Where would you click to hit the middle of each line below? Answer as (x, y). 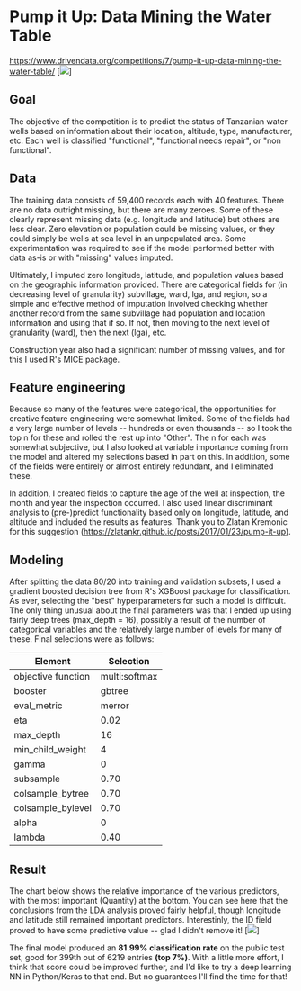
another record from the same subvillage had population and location (137, 313)
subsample (37, 779)
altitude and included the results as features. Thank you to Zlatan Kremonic (148, 522)
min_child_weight (50, 750)
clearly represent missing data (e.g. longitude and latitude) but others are (145, 219)
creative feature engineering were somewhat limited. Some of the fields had (150, 419)
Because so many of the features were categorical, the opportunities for (143, 409)
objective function (52, 677)
